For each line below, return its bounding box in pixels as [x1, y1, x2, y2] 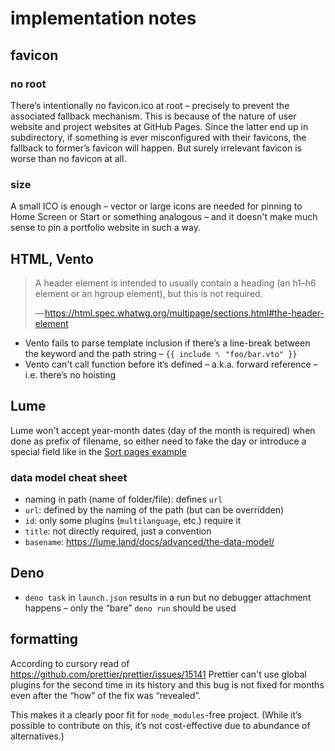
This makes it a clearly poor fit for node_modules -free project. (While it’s [10, 708, 302, 721]
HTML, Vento [10, 250, 94, 267]
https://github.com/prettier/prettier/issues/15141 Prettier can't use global [10, 668, 307, 680]
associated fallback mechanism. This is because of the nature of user [10, 110, 297, 122]
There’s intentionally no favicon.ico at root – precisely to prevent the [10, 99, 290, 111]
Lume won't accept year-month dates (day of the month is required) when [10, 424, 316, 436]
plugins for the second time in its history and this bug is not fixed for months [10, 678, 325, 691]
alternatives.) [10, 730, 65, 742]
